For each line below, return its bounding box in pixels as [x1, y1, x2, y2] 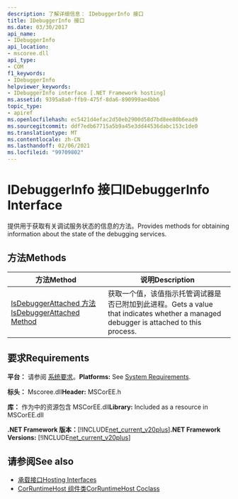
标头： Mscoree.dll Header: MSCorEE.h [7, 388, 122, 396]
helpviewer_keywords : [7, 83, 72, 90]
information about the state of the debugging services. [7, 229, 167, 238]
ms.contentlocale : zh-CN [7, 136, 81, 143]
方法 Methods [7, 252, 67, 264]
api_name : [7, 30, 37, 38]
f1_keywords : [7, 70, 46, 77]
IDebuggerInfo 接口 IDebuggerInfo [7, 182, 210, 198]
